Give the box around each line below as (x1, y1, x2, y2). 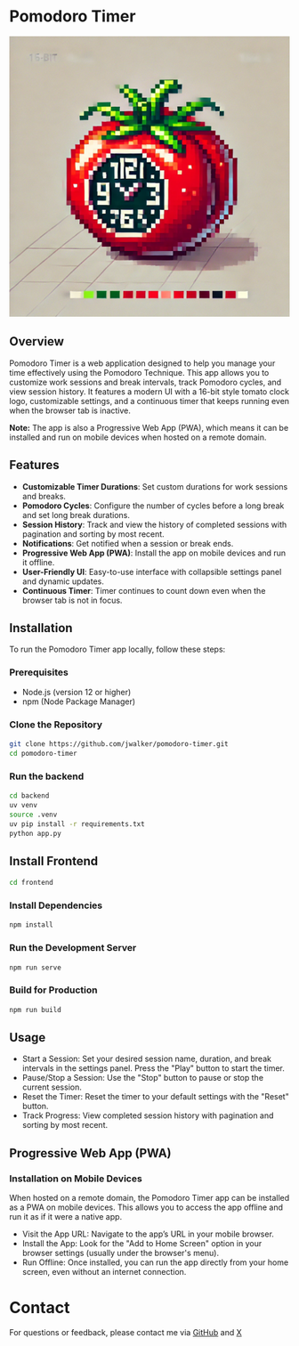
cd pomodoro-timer (9, 749, 77, 758)
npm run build (9, 1005, 62, 1014)
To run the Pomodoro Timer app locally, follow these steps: (9, 644, 226, 655)
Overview (9, 334, 65, 349)
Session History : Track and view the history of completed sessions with (21, 519, 287, 530)
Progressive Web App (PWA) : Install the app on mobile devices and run (21, 547, 287, 558)
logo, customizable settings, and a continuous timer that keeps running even (9, 395, 290, 406)
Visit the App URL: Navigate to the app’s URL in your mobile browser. (21, 1228, 274, 1239)
